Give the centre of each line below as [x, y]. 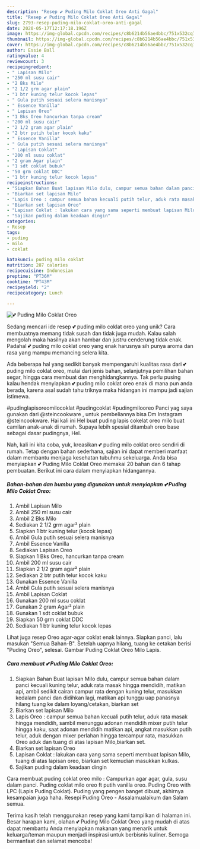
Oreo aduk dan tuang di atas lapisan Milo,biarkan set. [80, 742]
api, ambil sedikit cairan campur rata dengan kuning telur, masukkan [99, 692]
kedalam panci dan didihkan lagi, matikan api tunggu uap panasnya [97, 698]
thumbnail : [20, 39]
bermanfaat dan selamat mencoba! [50, 841]
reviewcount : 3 [26, 61]
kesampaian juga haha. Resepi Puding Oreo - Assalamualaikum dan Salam [98, 798]
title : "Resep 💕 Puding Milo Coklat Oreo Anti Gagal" [75, 17]
